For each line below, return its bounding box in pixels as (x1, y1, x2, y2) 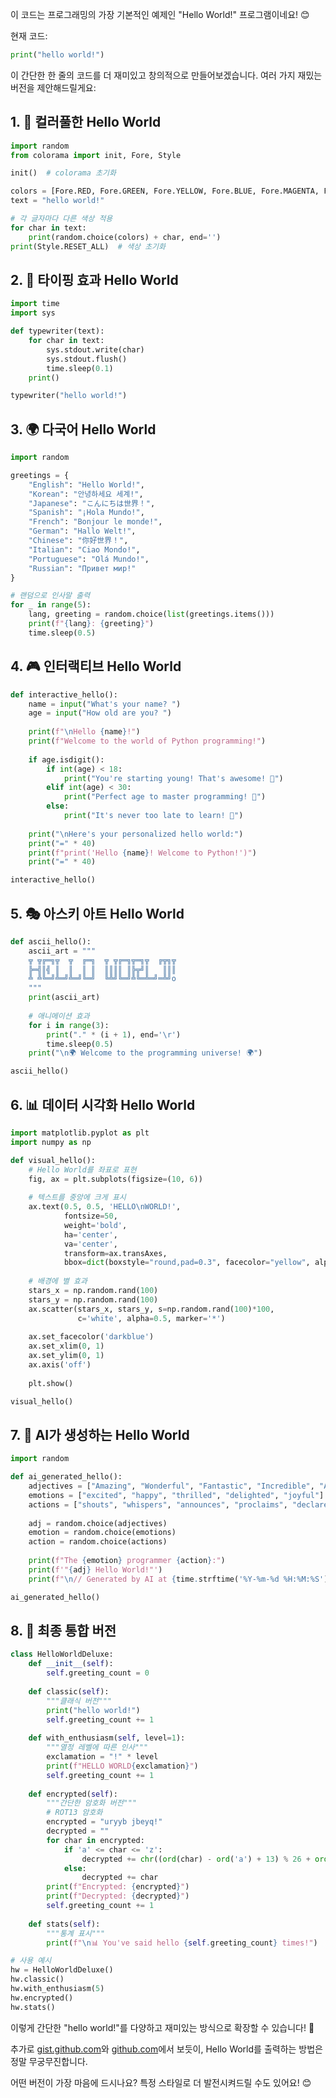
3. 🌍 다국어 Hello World (10, 421, 157, 438)
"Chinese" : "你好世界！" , (28, 536, 129, 546)
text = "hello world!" (10, 196, 105, 206)
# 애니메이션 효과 (28, 1011, 90, 1021)
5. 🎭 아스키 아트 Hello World (10, 905, 185, 922)
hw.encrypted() (10, 1993, 74, 2003)
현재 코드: (10, 30, 48, 42)
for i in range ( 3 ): (28, 1020, 110, 1030)
